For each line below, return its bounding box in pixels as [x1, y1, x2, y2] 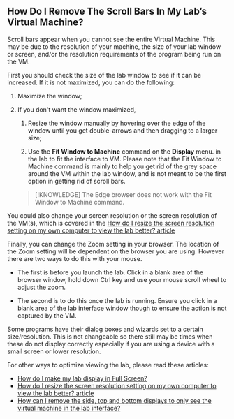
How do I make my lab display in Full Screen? [17, 374, 148, 383]
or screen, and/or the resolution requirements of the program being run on [7, 50, 221, 58]
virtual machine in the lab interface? [17, 404, 121, 412]
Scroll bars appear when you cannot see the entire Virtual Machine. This [7, 35, 215, 43]
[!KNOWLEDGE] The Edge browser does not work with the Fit [34, 190, 212, 198]
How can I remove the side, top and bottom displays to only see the [17, 396, 212, 404]
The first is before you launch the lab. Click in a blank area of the [17, 268, 204, 277]
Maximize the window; [17, 91, 82, 100]
